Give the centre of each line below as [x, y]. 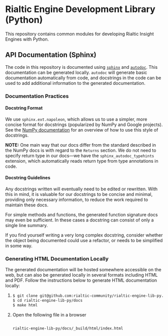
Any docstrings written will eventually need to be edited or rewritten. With [81, 189]
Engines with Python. [27, 39]
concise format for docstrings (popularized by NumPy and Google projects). [84, 125]
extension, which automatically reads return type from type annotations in [82, 161]
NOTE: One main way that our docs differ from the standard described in [81, 145]
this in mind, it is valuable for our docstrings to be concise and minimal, [79, 194]
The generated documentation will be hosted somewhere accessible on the [83, 270]
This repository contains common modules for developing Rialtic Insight [80, 34]
